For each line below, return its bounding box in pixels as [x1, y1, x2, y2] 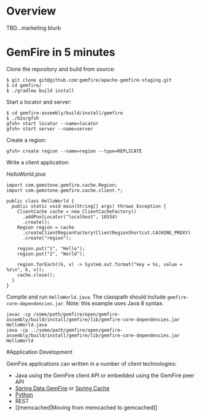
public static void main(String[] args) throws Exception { [12, 203, 166, 209]
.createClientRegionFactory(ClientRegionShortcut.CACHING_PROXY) [22, 230, 191, 236]
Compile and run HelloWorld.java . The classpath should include [6, 293, 166, 300]
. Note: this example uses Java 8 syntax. [63, 299, 164, 306]
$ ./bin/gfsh [6, 115, 39, 121]
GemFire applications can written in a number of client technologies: [6, 360, 177, 367]
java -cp [6, 327, 28, 333]
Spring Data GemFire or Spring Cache [15, 384, 110, 392]
